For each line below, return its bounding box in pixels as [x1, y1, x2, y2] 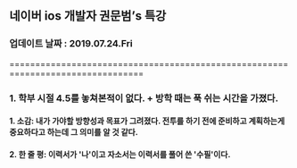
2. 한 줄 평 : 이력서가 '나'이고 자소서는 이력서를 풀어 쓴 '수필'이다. [9, 148, 231, 159]
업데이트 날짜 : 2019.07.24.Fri [9, 38, 134, 50]
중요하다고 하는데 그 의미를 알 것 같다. [9, 127, 138, 138]
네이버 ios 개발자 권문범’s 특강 [9, 8, 167, 24]
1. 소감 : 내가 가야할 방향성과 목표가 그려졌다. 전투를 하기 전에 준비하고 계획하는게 [9, 115, 285, 127]
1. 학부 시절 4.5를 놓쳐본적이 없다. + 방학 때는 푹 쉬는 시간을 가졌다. [9, 92, 279, 105]
